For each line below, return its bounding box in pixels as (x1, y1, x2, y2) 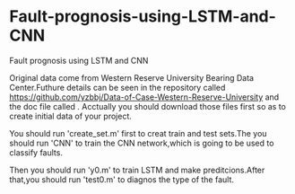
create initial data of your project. (9, 110, 132, 121)
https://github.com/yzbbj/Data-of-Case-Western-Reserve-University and (9, 92, 280, 102)
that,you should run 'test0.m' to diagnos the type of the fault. (9, 173, 235, 185)
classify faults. (9, 146, 63, 158)
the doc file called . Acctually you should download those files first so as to (9, 101, 287, 111)
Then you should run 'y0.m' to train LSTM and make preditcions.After (9, 164, 265, 175)
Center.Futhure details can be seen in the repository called (9, 82, 226, 93)
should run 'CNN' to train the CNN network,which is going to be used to (9, 137, 274, 148)
